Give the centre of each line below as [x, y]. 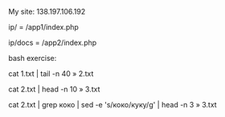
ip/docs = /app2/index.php [53, 42]
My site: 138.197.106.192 [47, 12]
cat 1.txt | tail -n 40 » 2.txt [51, 74]
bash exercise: [33, 58]
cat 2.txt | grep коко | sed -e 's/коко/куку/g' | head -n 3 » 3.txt [112, 105]
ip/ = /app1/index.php [43, 27]
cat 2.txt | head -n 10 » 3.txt [54, 89]
